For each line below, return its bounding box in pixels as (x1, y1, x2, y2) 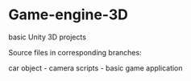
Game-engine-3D (8, 6, 129, 24)
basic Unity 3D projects (8, 32, 87, 42)
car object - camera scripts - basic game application (8, 63, 183, 73)
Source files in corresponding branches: (8, 47, 143, 57)
